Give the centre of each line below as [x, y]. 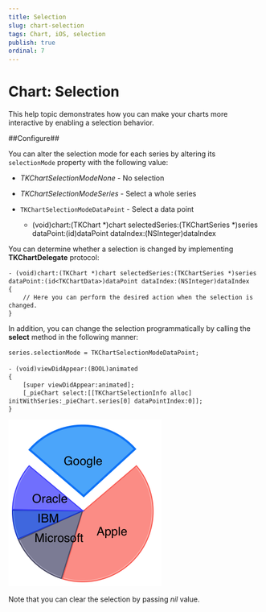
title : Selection [37, 17]
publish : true [32, 43]
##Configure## [34, 139]
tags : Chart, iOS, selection [57, 34]
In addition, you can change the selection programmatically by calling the [129, 329]
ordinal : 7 [27, 51]
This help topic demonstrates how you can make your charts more [118, 114]
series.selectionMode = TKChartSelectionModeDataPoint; [104, 353]
